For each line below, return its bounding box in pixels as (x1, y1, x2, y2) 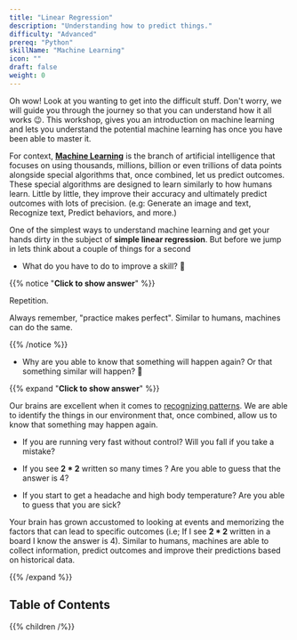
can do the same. (9, 321, 73, 332)
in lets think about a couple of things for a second (9, 243, 191, 254)
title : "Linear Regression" (9, 12, 114, 22)
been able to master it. (9, 133, 92, 143)
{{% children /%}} (9, 620, 76, 632)
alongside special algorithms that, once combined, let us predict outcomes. (9, 169, 285, 180)
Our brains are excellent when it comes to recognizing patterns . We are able (9, 400, 288, 410)
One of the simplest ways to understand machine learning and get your (9, 224, 270, 235)
